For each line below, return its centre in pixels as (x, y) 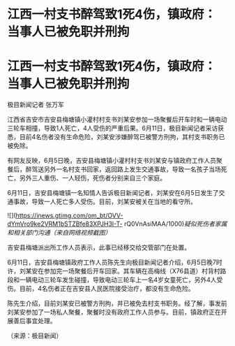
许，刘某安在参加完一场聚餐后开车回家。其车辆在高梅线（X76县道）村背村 (114, 271)
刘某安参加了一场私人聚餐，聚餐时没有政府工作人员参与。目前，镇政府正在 (114, 312)
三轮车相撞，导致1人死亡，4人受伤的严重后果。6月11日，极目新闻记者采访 (113, 128)
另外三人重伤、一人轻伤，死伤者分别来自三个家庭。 (92, 178)
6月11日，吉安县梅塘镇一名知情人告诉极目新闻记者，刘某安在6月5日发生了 (113, 193)
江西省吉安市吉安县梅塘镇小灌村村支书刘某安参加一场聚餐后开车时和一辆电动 (117, 120)
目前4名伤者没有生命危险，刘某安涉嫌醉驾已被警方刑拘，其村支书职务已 (122, 137)
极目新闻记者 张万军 (36, 105)
